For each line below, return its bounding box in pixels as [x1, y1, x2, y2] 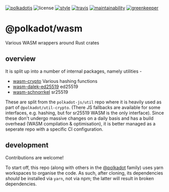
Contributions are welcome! [5, 154, 64, 161]
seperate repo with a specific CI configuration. [5, 126, 103, 132]
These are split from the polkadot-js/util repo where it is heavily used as [5, 99, 162, 105]
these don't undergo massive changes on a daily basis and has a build [5, 115, 154, 121]
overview [5, 54, 36, 63]
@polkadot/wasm [5, 23, 83, 34]
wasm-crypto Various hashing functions [12, 78, 98, 84]
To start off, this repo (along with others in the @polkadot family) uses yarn [5, 164, 164, 170]
